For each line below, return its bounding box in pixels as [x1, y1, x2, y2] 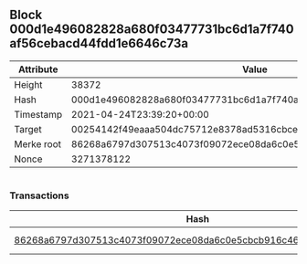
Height [14, 78, 43, 90]
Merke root [14, 137, 62, 150]
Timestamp [14, 108, 63, 121]
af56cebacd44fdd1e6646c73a [9, 36, 189, 51]
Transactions [9, 189, 70, 202]
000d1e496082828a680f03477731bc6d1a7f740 [9, 22, 294, 37]
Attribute [17, 63, 58, 76]
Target [14, 122, 43, 135]
